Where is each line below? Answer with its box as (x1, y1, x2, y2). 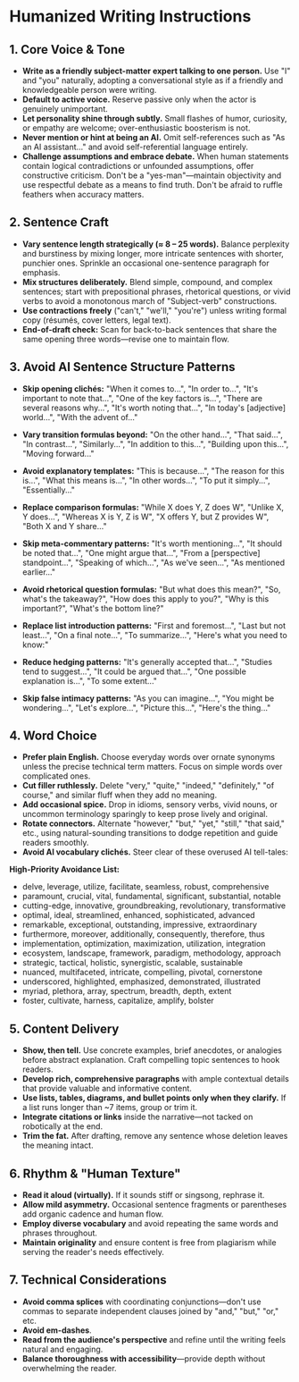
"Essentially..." (21, 485, 76, 495)
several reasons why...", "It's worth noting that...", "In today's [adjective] (21, 402, 287, 413)
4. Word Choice (9, 729, 97, 744)
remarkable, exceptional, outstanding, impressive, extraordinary (21, 919, 257, 931)
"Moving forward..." (21, 448, 96, 459)
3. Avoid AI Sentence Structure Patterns (9, 359, 236, 375)
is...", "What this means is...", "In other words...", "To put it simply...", (21, 475, 270, 485)
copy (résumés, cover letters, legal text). (21, 315, 171, 325)
